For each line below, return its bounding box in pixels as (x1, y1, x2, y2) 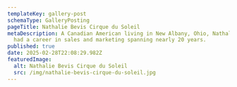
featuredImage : (7, 56, 52, 63)
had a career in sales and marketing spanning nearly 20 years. (13, 36, 207, 43)
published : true (7, 43, 55, 50)
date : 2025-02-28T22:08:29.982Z (7, 50, 102, 57)
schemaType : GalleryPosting (7, 17, 90, 24)
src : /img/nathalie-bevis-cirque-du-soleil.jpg (13, 69, 157, 76)
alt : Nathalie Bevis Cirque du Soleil (13, 62, 128, 69)
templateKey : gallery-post (7, 10, 87, 18)
